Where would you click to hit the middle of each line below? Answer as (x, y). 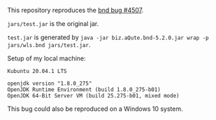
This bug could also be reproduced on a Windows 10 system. (95, 109)
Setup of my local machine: (46, 58)
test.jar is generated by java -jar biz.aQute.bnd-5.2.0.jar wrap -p (108, 37)
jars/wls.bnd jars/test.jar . (49, 45)
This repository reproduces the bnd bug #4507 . (75, 10)
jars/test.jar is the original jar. (53, 24)
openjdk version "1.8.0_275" (50, 84)
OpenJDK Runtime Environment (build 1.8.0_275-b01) (84, 90)
